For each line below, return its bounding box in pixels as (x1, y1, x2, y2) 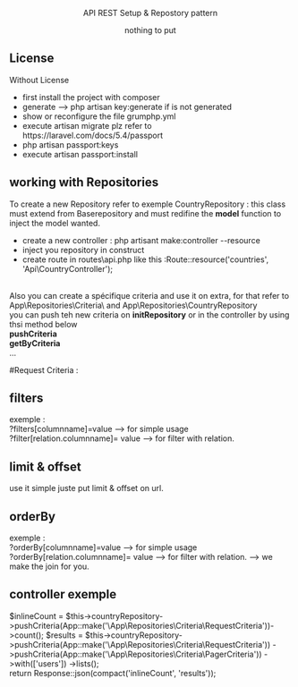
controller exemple (9, 587, 117, 602)
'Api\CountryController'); (21, 263, 114, 274)
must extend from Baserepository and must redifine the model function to (9, 208, 282, 218)
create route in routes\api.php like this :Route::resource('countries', (21, 254, 269, 265)
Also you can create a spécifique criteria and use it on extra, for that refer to (9, 290, 289, 301)
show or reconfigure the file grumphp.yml (21, 111, 176, 122)
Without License (9, 74, 70, 85)
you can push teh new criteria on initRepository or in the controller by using (9, 309, 290, 320)
